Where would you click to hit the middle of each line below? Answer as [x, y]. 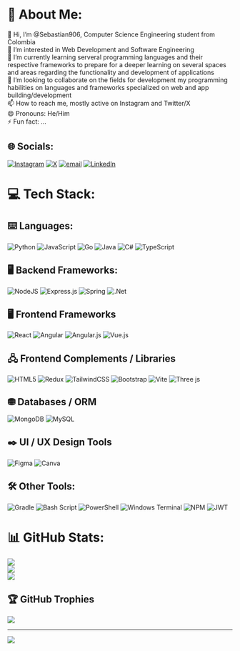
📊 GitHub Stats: [56, 537]
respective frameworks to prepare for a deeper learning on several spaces [117, 64]
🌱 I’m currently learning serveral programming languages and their [105, 57]
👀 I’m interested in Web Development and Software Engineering [101, 49]
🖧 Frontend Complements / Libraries [92, 358]
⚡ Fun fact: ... [27, 121]
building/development [40, 95]
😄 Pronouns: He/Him [39, 113]
